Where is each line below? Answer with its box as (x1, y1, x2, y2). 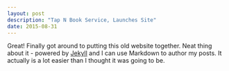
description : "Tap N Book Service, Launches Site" (7, 17, 157, 23)
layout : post (7, 10, 45, 17)
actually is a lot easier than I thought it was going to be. (7, 57, 165, 65)
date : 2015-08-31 (7, 23, 58, 30)
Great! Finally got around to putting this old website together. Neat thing (7, 42, 212, 50)
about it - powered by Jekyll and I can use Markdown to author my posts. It (7, 49, 222, 57)
